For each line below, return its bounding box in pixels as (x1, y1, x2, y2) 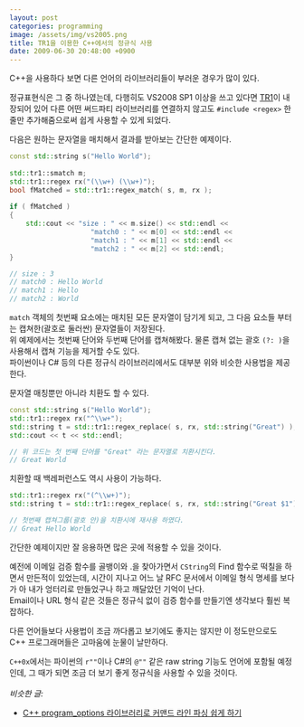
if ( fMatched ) (9, 203, 71, 212)
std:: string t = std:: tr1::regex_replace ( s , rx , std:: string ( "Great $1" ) (9, 499, 298, 509)
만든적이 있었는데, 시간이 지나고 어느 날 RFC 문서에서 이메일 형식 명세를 (25, 571, 279, 583)
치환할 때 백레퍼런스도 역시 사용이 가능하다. (9, 473, 162, 484)
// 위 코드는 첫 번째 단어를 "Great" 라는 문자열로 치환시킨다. (9, 447, 217, 457)
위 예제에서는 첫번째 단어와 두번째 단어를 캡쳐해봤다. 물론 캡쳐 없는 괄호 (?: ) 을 (9, 335, 290, 345)
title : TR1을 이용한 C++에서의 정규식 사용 (9, 38, 153, 48)
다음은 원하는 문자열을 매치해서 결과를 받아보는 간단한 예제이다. (9, 134, 233, 145)
